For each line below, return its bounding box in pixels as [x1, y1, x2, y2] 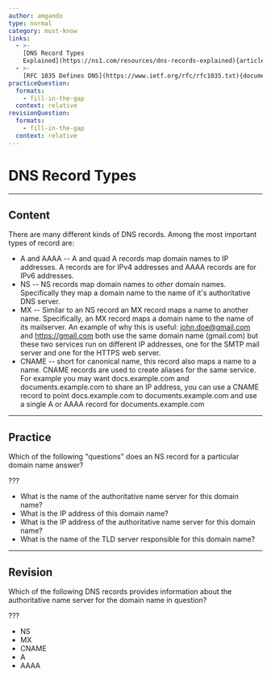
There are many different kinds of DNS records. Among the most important [8, 230, 257, 239]
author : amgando [8, 11, 63, 20]
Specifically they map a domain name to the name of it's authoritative [19, 288, 251, 298]
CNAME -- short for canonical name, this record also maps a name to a [19, 356, 256, 367]
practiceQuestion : [8, 79, 70, 87]
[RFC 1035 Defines [23, 72, 85, 80]
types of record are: [8, 239, 75, 248]
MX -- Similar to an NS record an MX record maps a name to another [19, 305, 248, 315]
